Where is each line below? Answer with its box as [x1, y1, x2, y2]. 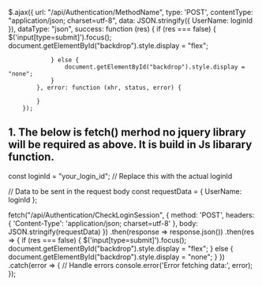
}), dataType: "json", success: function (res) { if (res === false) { [8, 24, 217, 33]
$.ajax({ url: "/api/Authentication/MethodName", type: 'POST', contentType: [8, 8, 254, 17]
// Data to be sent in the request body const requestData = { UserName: [8, 186, 242, 196]
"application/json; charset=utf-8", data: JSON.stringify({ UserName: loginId [8, 16, 253, 25]
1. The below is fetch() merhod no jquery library [8, 126, 246, 139]
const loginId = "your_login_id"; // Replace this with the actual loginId [8, 171, 233, 180]
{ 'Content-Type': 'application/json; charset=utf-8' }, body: [8, 218, 199, 228]
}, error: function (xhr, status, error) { [36, 84, 182, 91]
